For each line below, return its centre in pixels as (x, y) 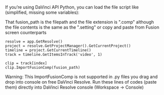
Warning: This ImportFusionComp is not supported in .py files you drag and (81, 77)
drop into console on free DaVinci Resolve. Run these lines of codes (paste (81, 82)
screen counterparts (26, 32)
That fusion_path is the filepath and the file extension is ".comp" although (80, 22)
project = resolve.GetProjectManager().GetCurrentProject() (68, 46)
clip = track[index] (26, 63)
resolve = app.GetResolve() (34, 42)
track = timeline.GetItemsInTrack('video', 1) (54, 54)
